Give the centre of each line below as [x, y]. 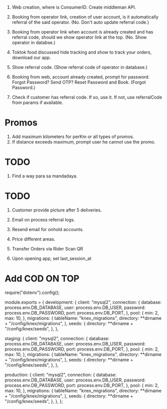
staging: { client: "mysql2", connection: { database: [57, 338]
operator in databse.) [33, 42]
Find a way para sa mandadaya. [45, 176]
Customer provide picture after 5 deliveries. [57, 210]
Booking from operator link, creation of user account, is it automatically [85, 17]
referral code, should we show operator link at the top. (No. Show [79, 37]
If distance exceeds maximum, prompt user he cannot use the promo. [83, 141]
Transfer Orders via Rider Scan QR [47, 248]
